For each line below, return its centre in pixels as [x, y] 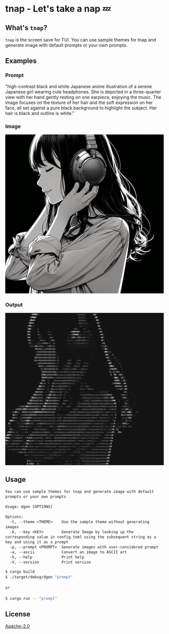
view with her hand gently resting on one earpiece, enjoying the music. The [83, 97]
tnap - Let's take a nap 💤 [58, 9]
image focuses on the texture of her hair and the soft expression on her [79, 102]
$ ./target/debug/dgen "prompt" [39, 577]
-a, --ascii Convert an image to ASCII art [68, 552]
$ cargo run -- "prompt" [31, 598]
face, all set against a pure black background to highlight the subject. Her [81, 108]
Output [14, 305]
